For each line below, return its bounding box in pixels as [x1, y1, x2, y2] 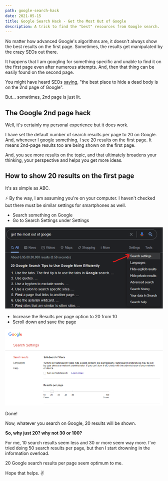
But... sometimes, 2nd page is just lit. [5, 94, 81, 100]
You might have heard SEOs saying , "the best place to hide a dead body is [5, 79, 158, 85]
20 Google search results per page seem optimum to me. [5, 460, 123, 466]
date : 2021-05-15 [5, 13, 41, 19]
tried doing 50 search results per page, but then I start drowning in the [5, 445, 150, 451]
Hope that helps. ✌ [5, 470, 44, 476]
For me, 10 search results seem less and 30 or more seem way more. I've [5, 440, 156, 446]
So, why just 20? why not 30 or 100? [5, 430, 82, 436]
